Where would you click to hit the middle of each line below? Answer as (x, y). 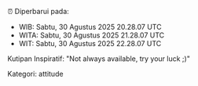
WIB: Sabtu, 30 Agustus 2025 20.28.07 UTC (90, 27)
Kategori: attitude (35, 74)
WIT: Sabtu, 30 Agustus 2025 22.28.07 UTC (90, 43)
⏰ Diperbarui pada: (38, 11)
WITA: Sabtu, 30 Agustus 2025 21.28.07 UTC (92, 35)
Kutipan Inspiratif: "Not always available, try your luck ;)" (99, 59)
